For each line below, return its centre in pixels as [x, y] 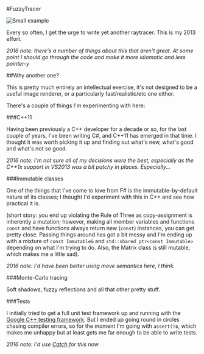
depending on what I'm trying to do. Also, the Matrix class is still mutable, [98, 247]
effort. [14, 39]
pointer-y [18, 64]
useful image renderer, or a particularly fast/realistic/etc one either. [90, 94]
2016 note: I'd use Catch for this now [53, 344]
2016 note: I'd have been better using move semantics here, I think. [91, 266]
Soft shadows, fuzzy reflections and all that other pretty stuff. [83, 289]
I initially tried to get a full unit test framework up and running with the [93, 313]
